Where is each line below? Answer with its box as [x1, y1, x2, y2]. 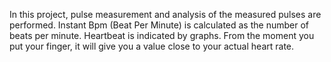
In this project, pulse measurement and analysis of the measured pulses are [9, 9, 322, 20]
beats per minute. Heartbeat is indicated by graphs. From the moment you [9, 30, 315, 41]
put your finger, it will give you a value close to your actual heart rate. [9, 40, 295, 52]
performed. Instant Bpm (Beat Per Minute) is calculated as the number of [9, 19, 309, 31]
